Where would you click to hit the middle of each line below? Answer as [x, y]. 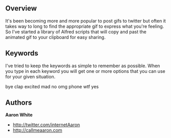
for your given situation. [30, 76]
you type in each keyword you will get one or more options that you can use [85, 71]
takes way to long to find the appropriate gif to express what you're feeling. [85, 26]
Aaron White [19, 115]
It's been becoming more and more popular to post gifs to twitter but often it [86, 21]
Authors [19, 103]
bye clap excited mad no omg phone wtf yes [52, 86]
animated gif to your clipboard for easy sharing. [56, 37]
